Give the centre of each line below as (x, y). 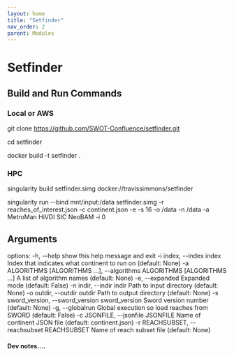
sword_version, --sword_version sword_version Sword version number (108, 300)
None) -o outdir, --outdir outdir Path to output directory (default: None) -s (113, 293)
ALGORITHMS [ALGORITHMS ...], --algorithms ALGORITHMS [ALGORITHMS (117, 271)
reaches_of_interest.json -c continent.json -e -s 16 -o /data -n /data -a (108, 209)
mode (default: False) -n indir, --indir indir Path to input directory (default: (113, 285)
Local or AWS (31, 113)
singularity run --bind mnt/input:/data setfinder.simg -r (86, 202)
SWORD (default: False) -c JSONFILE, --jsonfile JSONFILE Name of (104, 316)
